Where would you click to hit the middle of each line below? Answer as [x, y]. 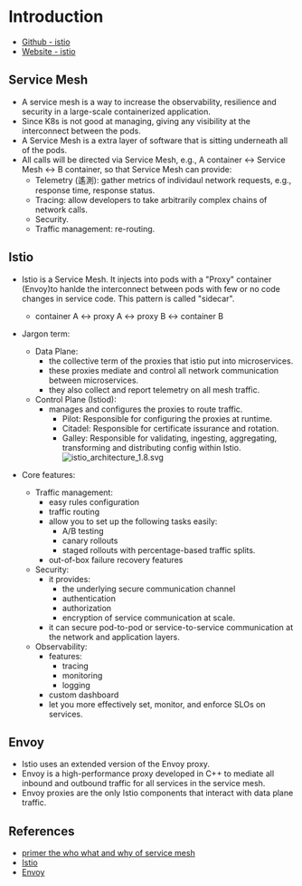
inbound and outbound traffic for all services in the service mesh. [143, 784]
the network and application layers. [114, 637]
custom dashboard [84, 695]
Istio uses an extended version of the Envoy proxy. [115, 764]
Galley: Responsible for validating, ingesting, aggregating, [170, 438]
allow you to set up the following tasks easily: [133, 521]
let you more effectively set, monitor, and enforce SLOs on [157, 704]
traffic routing [74, 511]
